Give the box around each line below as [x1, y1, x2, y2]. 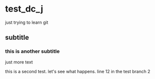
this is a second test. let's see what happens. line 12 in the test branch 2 [5, 68, 151, 74]
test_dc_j [5, 3, 43, 15]
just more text [5, 59, 33, 65]
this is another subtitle [5, 48, 60, 55]
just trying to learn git [5, 19, 49, 25]
